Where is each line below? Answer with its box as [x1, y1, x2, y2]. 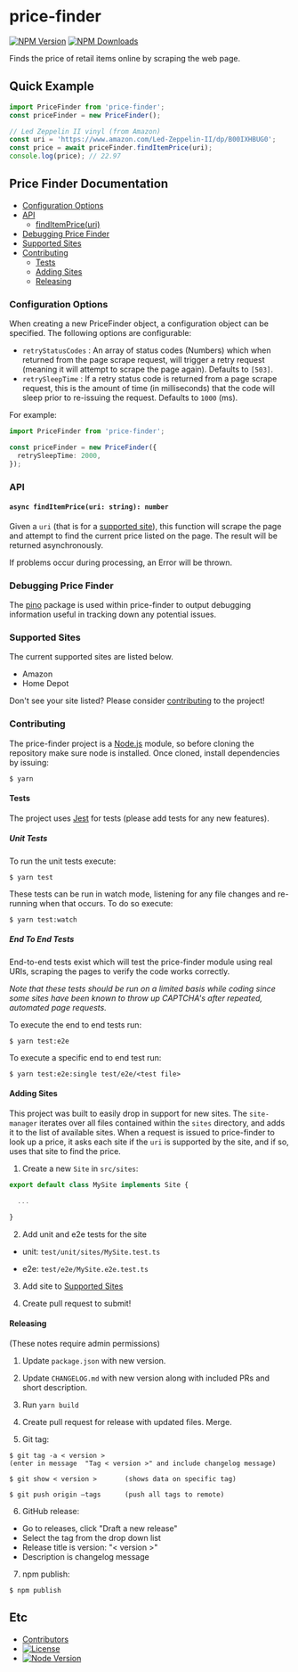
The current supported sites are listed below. [9, 652, 173, 662]
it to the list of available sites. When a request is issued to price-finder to [9, 1127, 276, 1137]
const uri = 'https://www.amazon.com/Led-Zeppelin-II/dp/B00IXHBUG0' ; [9, 135, 277, 144]
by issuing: [9, 757, 49, 767]
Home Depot [21, 678, 69, 689]
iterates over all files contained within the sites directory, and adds [39, 1117, 286, 1128]
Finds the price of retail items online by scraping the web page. [9, 53, 241, 63]
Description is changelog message [21, 1551, 149, 1561]
